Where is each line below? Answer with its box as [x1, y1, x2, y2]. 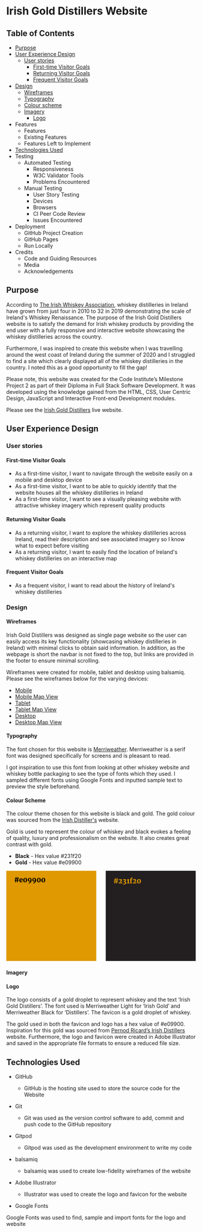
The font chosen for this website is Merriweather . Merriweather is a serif [6, 746, 186, 753]
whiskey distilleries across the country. [6, 333, 103, 340]
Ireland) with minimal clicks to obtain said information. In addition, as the [6, 644, 185, 651]
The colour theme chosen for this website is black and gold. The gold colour [6, 810, 195, 817]
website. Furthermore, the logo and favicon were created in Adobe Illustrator [6, 1033, 196, 1041]
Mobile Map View [14, 693, 58, 700]
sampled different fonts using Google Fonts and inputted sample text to [6, 777, 183, 784]
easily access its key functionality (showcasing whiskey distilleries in [6, 637, 177, 645]
